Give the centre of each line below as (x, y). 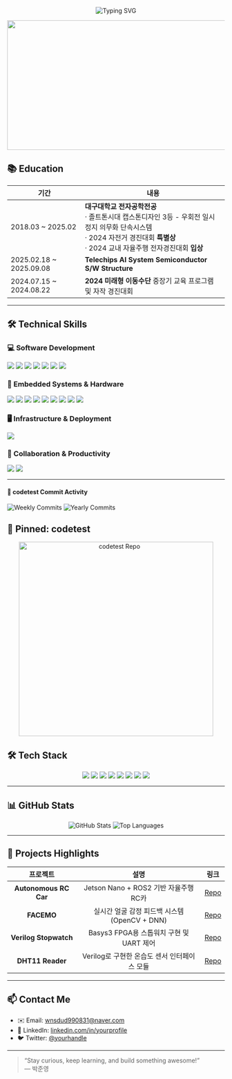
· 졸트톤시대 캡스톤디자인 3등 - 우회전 (143, 216)
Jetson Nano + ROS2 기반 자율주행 (139, 888)
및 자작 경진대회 (109, 291)
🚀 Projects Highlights (53, 854)
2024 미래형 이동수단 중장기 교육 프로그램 (149, 281)
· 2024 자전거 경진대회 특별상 (130, 237)
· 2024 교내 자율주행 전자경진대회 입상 (144, 247)
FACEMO (42, 914)
